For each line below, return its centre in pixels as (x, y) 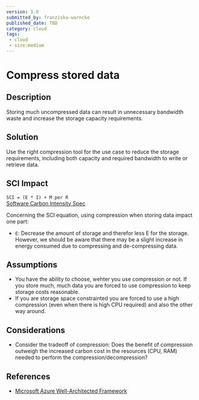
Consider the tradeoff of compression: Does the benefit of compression (104, 345)
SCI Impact (27, 183)
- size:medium (26, 46)
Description (29, 97)
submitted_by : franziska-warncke (48, 17)
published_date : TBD (32, 23)
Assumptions (32, 265)
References (28, 376)
